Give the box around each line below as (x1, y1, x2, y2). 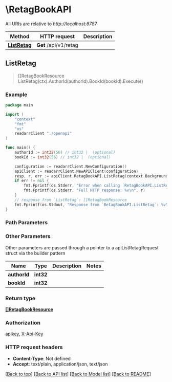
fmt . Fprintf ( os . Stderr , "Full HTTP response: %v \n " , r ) (24, 188, 145, 193)
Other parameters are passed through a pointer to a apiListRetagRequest (5, 244, 159, 250)
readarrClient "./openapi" (14, 131, 72, 136)
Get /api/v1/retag (36, 41, 78, 48)
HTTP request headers (5, 343, 63, 351)
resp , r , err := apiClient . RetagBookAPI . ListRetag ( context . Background (14, 173, 168, 178)
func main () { (5, 145, 36, 150)
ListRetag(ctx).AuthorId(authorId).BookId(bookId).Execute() (17, 78, 143, 84)
